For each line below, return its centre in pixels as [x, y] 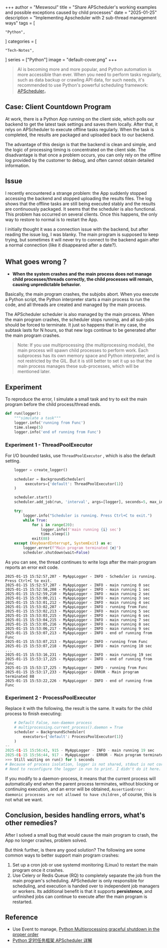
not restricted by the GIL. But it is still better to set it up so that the [85, 361]
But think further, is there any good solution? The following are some [75, 850]
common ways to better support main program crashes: [62, 855]
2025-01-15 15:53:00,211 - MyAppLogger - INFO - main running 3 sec [78, 598]
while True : [36, 520]
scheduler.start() [33, 497]
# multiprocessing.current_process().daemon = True [69, 727]
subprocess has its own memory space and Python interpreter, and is [88, 356]
